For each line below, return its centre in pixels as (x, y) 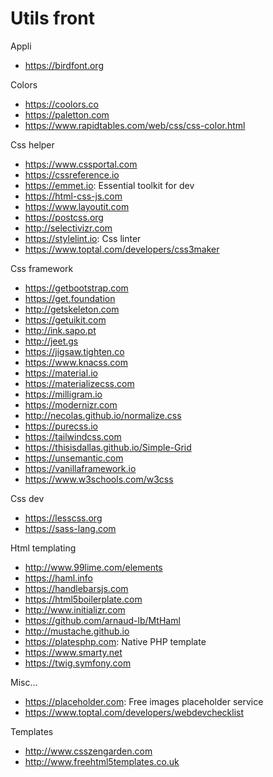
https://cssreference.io (72, 174)
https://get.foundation (70, 298)
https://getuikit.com (65, 319)
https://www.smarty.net (73, 652)
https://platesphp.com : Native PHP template (115, 641)
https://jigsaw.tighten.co (74, 351)
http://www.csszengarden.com (88, 751)
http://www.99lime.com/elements (93, 567)
